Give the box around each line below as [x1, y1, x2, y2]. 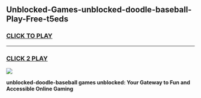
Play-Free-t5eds [6, 14, 69, 24]
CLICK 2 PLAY [6, 54, 48, 62]
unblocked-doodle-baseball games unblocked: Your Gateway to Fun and [6, 78, 190, 86]
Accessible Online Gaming [6, 85, 74, 92]
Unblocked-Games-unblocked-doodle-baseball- [6, 5, 192, 15]
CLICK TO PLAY [6, 32, 53, 40]
